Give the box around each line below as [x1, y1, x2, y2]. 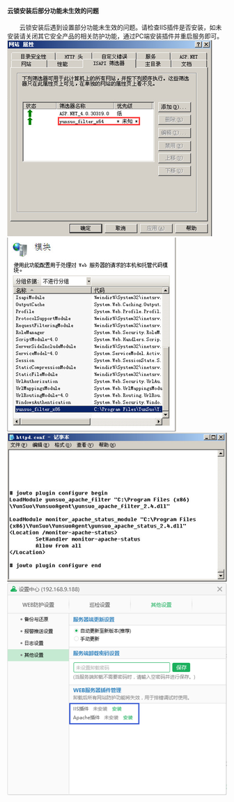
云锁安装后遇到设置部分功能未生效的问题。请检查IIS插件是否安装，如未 [19, 23, 222, 31]
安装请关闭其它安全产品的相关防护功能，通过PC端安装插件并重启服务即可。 [7, 32, 224, 41]
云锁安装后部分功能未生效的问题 [7, 6, 99, 15]
